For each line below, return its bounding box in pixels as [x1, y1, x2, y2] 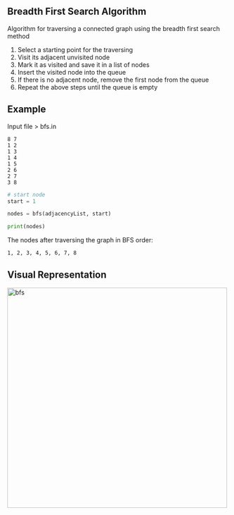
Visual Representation [7, 268, 107, 280]
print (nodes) [7, 223, 46, 230]
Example [7, 104, 46, 116]
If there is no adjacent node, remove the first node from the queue [17, 75, 209, 84]
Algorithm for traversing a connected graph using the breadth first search [7, 24, 220, 32]
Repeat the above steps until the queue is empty [17, 82, 158, 91]
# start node [7, 191, 46, 198]
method [7, 32, 30, 40]
